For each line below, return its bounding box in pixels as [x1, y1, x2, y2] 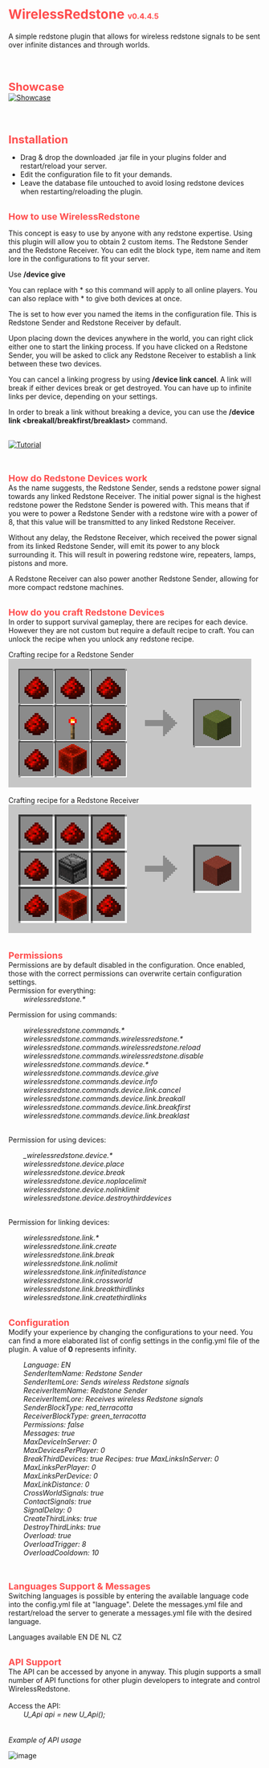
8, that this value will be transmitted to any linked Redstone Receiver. [8, 517, 235, 526]
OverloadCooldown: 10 [23, 1548, 100, 1557]
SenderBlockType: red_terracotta [23, 1402, 133, 1412]
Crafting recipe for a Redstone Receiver [8, 795, 139, 804]
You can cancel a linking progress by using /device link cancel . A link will [8, 374, 251, 384]
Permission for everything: [8, 985, 96, 995]
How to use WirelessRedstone [8, 211, 141, 222]
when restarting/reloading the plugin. [19, 186, 143, 196]
